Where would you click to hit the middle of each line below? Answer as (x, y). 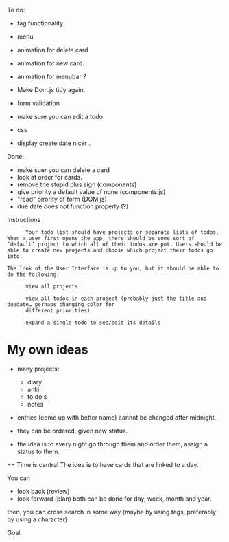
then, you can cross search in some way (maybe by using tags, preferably (112, 512)
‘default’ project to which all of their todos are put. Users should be (115, 244)
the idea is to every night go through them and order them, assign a (112, 444)
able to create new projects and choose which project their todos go (110, 250)
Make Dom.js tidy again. (51, 90)
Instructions (24, 220)
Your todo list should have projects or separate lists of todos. (122, 232)
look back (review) (43, 491)
